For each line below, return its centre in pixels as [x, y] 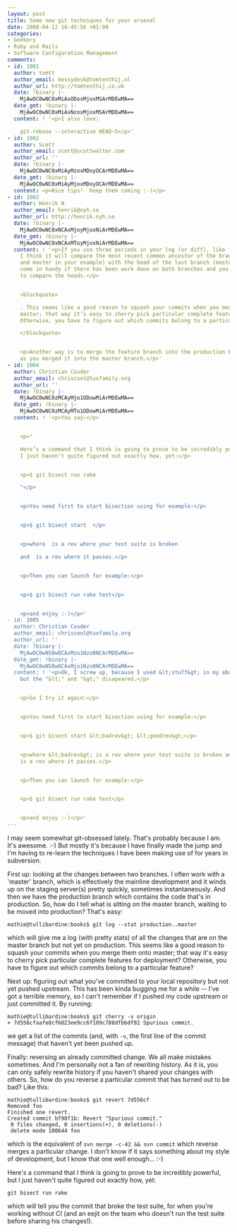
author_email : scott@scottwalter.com [69, 151]
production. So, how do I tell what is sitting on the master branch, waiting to [117, 904]
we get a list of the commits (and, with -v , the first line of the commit [107, 1036]
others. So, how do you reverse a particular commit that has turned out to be [119, 1079]
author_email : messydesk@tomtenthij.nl [72, 79]
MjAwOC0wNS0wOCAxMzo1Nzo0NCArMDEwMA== [77, 653]
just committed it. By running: [50, 1004]
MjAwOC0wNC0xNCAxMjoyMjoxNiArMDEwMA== [77, 230]
